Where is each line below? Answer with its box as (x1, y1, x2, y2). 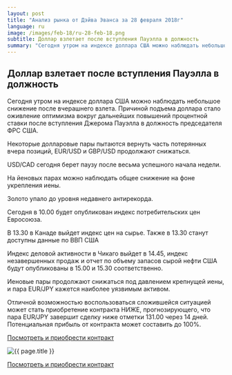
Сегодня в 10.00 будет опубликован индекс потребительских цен (7, 208, 200, 216)
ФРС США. (7, 126, 39, 135)
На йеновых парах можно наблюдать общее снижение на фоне (7, 173, 195, 182)
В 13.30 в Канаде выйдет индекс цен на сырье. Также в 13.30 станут (7, 229, 209, 237)
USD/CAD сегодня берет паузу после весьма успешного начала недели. (7, 160, 222, 169)
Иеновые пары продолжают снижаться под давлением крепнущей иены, (7, 277, 224, 285)
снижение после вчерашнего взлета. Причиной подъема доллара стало (7, 104, 221, 113)
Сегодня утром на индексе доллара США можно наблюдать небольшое (7, 97, 221, 105)
